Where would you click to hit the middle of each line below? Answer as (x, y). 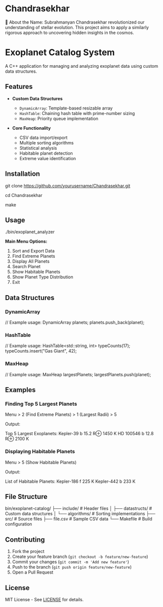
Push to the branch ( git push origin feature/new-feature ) (72, 567)
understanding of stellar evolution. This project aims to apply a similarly (77, 27)
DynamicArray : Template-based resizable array (66, 108)
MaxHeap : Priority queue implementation (59, 118)
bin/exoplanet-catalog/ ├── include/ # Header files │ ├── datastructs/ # (79, 508)
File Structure (26, 497)
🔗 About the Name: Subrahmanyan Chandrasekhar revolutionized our (75, 22)
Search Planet (26, 267)
